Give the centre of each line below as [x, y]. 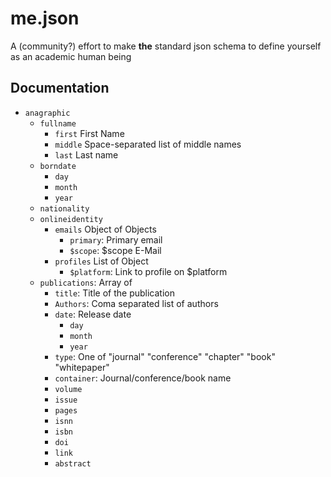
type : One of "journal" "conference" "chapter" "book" [165, 356]
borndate [58, 166]
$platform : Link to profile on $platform [148, 271]
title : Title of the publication [114, 293]
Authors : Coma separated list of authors [136, 303]
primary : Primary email [116, 239]
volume [68, 389]
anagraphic [47, 113]
